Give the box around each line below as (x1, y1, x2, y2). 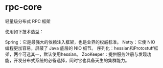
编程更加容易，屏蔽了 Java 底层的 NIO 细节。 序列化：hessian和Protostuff (5, 45, 154, 51)
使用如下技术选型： (5, 28, 44, 34)
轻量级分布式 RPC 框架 (5, 18, 51, 24)
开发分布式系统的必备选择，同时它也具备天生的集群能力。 (13, 57, 130, 63)
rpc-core (5, 1, 42, 13)
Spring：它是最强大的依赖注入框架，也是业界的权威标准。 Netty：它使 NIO (5, 39, 156, 45)
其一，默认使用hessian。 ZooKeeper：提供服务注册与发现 (30, 51, 147, 57)
